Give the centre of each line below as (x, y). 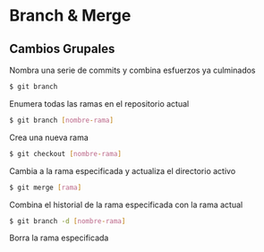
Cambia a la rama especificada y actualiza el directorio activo (123, 170)
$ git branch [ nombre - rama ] (62, 120)
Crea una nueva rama (49, 137)
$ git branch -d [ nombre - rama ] (68, 221)
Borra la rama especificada (59, 238)
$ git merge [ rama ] (46, 187)
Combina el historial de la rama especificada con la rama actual (126, 204)
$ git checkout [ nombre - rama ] (66, 153)
